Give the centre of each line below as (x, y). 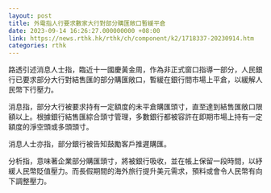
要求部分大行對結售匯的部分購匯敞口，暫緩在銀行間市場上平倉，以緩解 (139, 80)
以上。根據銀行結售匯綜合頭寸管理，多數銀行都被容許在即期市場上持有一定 (139, 117)
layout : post (30, 16)
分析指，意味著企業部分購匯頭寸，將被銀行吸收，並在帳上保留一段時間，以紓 (135, 161)
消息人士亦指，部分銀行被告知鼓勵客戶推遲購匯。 (90, 144)
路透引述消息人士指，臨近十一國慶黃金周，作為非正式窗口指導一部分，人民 (132, 70)
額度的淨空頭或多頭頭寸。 (51, 127)
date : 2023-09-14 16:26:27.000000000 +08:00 (84, 31)
